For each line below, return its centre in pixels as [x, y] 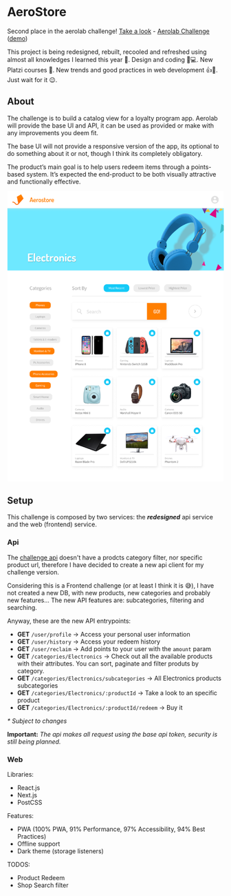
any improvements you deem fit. [53, 132]
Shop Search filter [43, 885]
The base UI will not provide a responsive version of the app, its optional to [113, 146]
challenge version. [33, 572]
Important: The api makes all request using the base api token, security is [112, 734]
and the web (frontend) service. [52, 524]
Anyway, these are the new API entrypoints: [69, 621]
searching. [22, 607]
